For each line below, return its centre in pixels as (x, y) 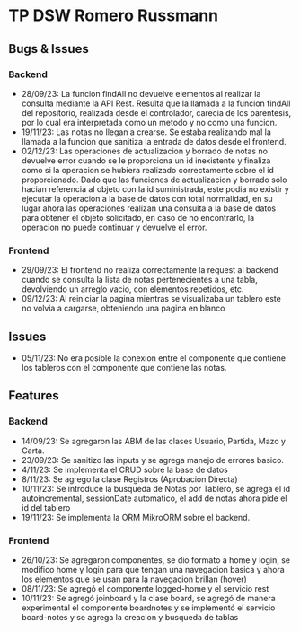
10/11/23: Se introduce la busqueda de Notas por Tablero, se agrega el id (156, 488)
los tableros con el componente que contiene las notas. (124, 367)
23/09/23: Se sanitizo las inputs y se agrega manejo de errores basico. (153, 460)
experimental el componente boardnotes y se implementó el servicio (148, 608)
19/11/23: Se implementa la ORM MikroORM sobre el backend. (136, 517)
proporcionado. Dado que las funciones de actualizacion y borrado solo (154, 180)
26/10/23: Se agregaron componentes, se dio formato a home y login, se (156, 560)
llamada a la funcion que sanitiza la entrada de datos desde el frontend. (154, 141)
